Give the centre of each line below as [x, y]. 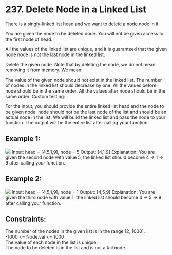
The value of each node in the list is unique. [52, 242]
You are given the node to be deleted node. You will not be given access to [84, 33]
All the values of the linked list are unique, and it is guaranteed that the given [86, 49]
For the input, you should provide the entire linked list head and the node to [85, 106]
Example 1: [23, 139]
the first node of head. [29, 39]
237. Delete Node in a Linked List [76, 10]
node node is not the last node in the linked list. [55, 54]
